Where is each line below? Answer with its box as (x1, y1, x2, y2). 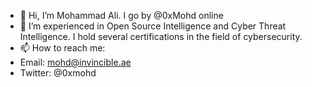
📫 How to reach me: (19, 42, 106, 54)
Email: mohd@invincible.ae (19, 56, 132, 68)
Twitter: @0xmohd (19, 67, 97, 79)
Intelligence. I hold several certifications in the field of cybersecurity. (19, 31, 303, 42)
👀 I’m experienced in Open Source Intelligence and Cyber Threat (19, 20, 287, 32)
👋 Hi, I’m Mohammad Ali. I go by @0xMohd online (19, 10, 224, 21)
